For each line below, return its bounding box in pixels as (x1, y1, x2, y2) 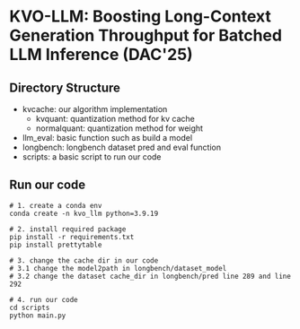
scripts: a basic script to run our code (22, 152, 162, 162)
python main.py (9, 311, 66, 320)
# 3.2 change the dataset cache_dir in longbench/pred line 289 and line (9, 272, 292, 281)
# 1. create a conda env (9, 201, 102, 210)
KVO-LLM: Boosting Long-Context (9, 6, 272, 27)
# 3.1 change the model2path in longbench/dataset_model (9, 264, 227, 273)
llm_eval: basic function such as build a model (22, 133, 193, 143)
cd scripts (9, 303, 50, 312)
